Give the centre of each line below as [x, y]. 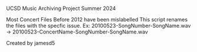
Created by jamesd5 [31, 43]
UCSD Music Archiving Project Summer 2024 [61, 8]
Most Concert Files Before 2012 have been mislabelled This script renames [97, 19]
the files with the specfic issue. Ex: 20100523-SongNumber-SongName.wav [98, 26]
